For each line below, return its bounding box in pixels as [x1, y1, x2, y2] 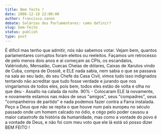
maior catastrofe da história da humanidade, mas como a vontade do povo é [5, 114, 157, 120]
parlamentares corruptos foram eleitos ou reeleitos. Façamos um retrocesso [5, 52, 157, 58]
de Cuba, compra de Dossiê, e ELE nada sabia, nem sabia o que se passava [5, 68, 156, 74]
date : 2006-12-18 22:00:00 [5, 12, 59, 16]
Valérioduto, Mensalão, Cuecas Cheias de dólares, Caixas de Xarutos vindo [5, 62, 155, 68]
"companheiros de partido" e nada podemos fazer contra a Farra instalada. [5, 99, 155, 104]
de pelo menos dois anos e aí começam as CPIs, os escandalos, [5, 58, 133, 63]
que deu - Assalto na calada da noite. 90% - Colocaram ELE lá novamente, [5, 88, 154, 94]
